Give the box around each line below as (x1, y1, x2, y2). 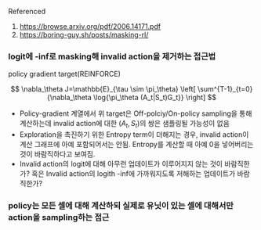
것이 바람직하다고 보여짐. (19, 149, 96, 159)
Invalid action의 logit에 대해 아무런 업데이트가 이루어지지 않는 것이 (19, 160, 223, 169)
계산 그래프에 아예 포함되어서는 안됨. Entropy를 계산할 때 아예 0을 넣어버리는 (19, 140, 254, 149)
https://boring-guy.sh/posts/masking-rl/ (19, 31, 149, 39)
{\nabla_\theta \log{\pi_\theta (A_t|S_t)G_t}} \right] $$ (46, 93, 217, 102)
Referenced (8, 7, 46, 16)
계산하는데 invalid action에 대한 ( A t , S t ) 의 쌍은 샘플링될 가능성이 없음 (19, 119, 230, 130)
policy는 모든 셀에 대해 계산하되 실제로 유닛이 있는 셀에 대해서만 (8, 200, 234, 211)
